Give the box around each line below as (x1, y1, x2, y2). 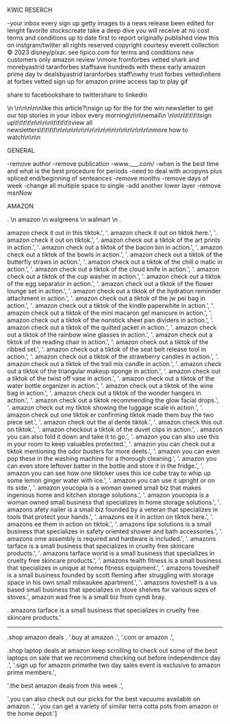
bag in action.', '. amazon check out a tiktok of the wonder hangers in (7, 389, 202, 397)
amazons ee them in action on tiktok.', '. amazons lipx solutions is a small (7, 520, 212, 528)
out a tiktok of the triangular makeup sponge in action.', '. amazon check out (7, 367, 221, 375)
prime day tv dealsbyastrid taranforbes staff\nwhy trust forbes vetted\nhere (7, 70, 221, 78)
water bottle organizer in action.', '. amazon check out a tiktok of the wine (7, 382, 214, 389)
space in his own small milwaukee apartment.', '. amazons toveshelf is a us (7, 579, 218, 586)
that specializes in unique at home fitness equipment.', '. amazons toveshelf (7, 564, 220, 572)
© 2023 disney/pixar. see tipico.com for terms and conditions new (7, 48, 194, 56)
